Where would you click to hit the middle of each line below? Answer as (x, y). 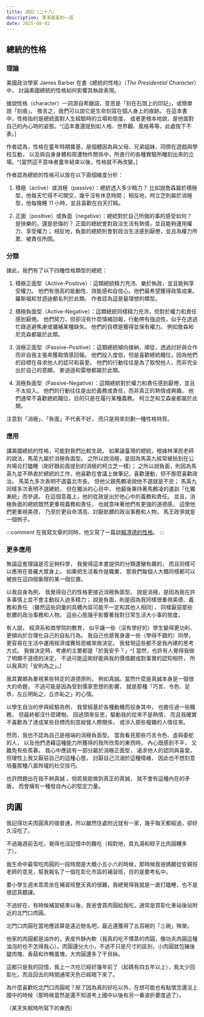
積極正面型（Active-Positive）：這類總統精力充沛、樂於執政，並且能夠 (102, 283)
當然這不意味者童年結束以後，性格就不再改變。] (79, 162)
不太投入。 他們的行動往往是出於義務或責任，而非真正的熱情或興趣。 (101, 391)
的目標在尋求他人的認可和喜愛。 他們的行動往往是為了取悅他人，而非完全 (106, 362)
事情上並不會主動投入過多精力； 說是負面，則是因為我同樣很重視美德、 (100, 599)
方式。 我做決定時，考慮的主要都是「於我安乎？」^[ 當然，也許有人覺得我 (98, 650)
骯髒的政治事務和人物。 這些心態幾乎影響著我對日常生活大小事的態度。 (95, 614)
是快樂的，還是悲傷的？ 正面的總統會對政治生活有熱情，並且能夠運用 (101, 223)
